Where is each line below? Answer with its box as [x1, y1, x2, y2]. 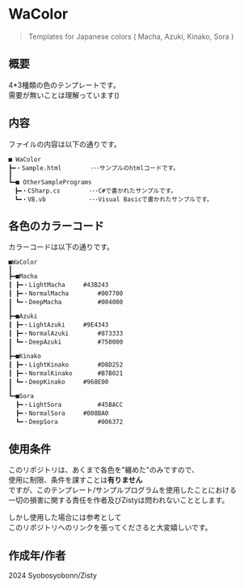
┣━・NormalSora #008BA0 [15, 409, 109, 417]
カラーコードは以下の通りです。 [8, 242, 115, 252]
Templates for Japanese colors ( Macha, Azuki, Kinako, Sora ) [27, 32, 234, 41]
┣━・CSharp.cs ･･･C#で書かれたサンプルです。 [14, 187, 178, 195]
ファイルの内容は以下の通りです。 [8, 139, 121, 149]
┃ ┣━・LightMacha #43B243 [8, 281, 109, 290]
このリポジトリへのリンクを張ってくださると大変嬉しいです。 [8, 522, 212, 532]
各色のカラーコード [8, 219, 104, 233]
